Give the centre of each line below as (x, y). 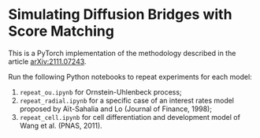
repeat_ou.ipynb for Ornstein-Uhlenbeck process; (101, 91)
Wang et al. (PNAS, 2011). (61, 125)
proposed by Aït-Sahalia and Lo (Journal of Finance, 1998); (116, 109)
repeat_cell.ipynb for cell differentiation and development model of (130, 117)
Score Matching (61, 31)
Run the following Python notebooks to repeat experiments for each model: (130, 76)
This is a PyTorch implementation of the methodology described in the (122, 53)
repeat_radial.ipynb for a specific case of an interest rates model (127, 100)
